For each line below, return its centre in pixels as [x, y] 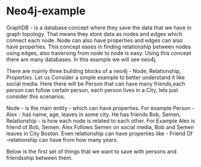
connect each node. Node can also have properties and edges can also [94, 40]
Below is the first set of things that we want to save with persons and [91, 151]
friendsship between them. [40, 157]
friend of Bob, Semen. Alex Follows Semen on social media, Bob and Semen [100, 127]
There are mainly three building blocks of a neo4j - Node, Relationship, [94, 71]
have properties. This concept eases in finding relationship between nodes [99, 47]
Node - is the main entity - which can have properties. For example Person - [100, 108]
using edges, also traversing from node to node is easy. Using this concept [99, 53]
